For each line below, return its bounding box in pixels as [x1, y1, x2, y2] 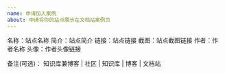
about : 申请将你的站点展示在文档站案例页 [7, 16, 111, 23]
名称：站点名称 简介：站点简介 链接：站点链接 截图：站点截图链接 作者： [7, 36, 213, 45]
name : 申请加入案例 [7, 10, 57, 17]
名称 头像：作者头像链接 [12, 45, 81, 53]
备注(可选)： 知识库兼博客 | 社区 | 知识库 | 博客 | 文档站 [7, 59, 161, 67]
